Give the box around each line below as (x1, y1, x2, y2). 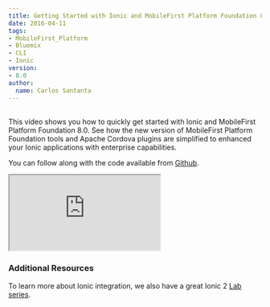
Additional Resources (8, 263, 94, 274)
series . (8, 289, 31, 299)
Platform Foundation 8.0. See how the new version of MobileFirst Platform (8, 125, 253, 135)
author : (8, 79, 35, 87)
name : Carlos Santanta (15, 86, 92, 95)
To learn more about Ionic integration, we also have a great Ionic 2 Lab (8, 280, 242, 290)
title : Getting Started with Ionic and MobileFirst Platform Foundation (8, 11, 257, 20)
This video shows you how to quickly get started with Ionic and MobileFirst (8, 117, 256, 127)
